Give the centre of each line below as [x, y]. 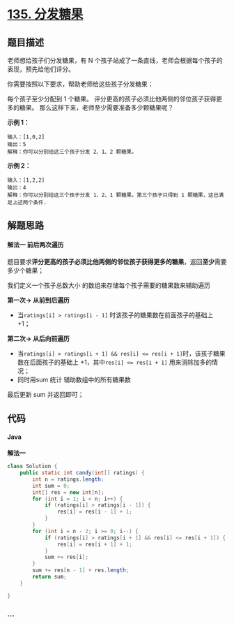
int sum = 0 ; [51, 486]
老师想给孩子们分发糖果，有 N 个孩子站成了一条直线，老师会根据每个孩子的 [115, 60]
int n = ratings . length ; [68, 479]
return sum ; [50, 577]
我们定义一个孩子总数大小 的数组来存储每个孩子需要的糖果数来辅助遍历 [109, 285]
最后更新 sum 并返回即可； [46, 394]
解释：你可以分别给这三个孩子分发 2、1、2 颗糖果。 [72, 152]
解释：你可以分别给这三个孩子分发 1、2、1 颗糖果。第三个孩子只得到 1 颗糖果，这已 [113, 195]
